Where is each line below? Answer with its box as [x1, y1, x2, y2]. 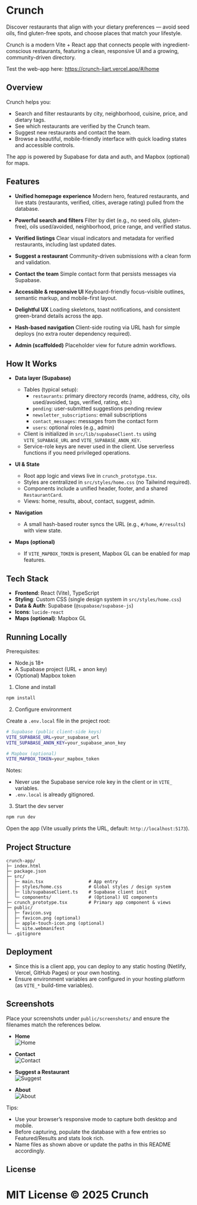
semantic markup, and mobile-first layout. [14, 294, 117, 301]
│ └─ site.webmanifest [6, 925, 65, 931]
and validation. [14, 258, 51, 265]
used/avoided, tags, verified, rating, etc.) [32, 399, 132, 406]
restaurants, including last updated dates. [14, 240, 117, 248]
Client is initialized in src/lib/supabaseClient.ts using [23, 430, 157, 437]
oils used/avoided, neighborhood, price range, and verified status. [29, 223, 192, 230]
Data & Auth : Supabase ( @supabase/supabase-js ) [14, 602, 134, 609]
